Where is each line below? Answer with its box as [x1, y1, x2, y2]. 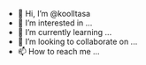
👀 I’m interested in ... [17, 18, 93, 28]
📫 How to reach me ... [17, 47, 100, 56]
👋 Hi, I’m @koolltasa [17, 9, 91, 18]
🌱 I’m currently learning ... [17, 27, 112, 37]
